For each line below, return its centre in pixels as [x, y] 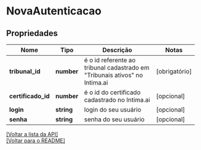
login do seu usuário [113, 109]
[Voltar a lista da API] [32, 134]
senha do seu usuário [114, 119]
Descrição [118, 50]
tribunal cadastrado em [117, 67]
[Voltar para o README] [36, 140]
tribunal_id [25, 71]
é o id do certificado [112, 92]
